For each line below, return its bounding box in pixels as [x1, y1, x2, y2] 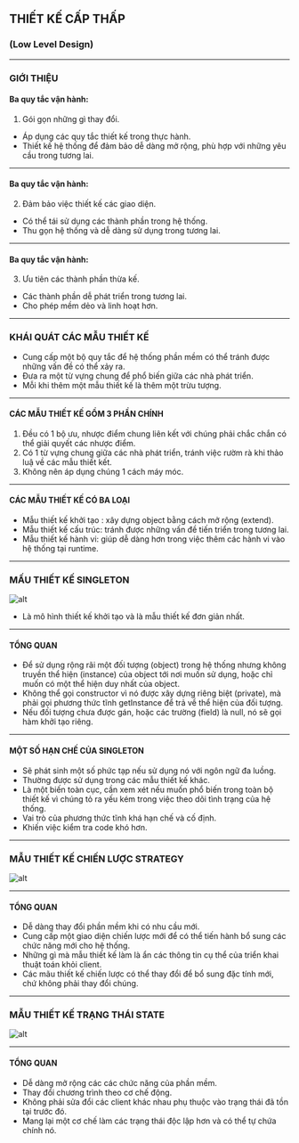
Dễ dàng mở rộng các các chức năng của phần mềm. [21, 1077, 218, 1088]
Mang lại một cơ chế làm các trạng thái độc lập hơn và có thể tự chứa [21, 1115, 277, 1126]
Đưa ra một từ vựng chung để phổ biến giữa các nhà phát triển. [21, 370, 254, 381]
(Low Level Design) [9, 38, 94, 51]
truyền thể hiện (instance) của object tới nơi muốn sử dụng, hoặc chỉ [21, 669, 273, 680]
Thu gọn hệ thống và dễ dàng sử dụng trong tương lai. [21, 225, 221, 236]
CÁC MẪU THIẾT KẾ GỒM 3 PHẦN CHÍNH [9, 409, 164, 420]
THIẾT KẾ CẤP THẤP [9, 12, 126, 27]
